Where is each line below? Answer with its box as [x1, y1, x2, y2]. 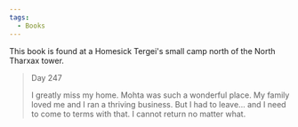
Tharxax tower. [9, 55, 65, 66]
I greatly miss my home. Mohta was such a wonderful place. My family [30, 90, 290, 100]
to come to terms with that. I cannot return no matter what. [30, 108, 246, 119]
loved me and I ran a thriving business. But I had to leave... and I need [30, 99, 286, 109]
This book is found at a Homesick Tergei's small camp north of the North [9, 45, 276, 56]
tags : [9, 12, 29, 22]
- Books [17, 21, 46, 30]
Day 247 [30, 72, 62, 83]
